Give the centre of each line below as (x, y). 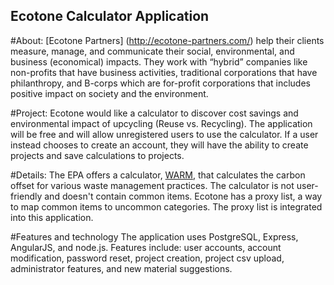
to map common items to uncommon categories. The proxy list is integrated (166, 206)
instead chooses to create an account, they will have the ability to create (159, 145)
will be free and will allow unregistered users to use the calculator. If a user (164, 134)
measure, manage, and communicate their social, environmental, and (152, 51)
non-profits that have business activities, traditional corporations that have (164, 72)
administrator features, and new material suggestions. (121, 268)
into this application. (52, 217)
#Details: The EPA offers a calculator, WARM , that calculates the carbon (158, 175)
